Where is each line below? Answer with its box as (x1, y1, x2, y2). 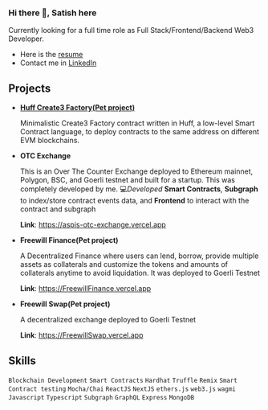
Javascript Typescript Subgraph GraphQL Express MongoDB (8, 393, 195, 401)
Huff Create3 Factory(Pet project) (19, 103, 135, 113)
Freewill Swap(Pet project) (19, 299, 111, 309)
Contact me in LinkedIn (19, 58, 97, 68)
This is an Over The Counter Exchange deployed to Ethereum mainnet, (19, 166, 254, 176)
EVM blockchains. (19, 136, 80, 146)
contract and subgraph (19, 204, 96, 214)
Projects (8, 81, 51, 95)
